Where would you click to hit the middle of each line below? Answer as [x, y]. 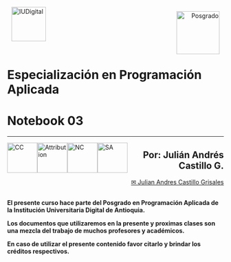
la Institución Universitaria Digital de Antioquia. [76, 210]
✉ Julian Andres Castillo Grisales [177, 182]
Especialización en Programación [104, 75]
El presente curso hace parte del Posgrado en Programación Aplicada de [113, 202]
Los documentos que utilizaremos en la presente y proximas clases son [111, 223]
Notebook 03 [45, 121]
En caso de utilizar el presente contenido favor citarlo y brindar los [104, 243]
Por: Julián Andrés [183, 155]
